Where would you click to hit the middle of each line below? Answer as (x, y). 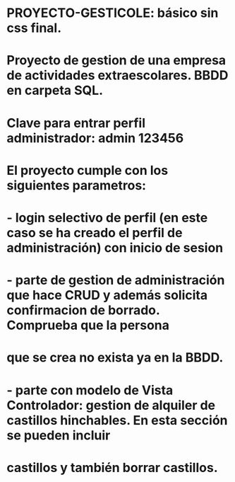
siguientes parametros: (76, 185)
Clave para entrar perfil (76, 123)
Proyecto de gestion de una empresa (116, 61)
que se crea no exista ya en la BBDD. (115, 358)
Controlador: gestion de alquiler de (111, 405)
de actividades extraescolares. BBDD (117, 75)
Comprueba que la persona (88, 325)
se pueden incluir (59, 435)
